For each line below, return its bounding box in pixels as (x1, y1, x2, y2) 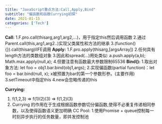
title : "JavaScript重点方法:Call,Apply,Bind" (5, 7, 96, 12)
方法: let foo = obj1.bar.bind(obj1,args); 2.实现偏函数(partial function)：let (9, 65, 155, 71)
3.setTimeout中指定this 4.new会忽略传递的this (5, 77, 97, 83)
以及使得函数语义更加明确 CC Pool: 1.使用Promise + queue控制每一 (20, 108, 154, 114)
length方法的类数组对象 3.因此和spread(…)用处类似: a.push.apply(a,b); (5, 53, 146, 59)
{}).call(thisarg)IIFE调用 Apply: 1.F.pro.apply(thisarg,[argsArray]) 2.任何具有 (5, 46, 156, 52)
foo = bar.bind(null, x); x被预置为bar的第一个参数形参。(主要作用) (5, 71, 135, 77)
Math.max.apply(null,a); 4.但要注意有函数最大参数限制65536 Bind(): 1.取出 (5, 59, 153, 64)
